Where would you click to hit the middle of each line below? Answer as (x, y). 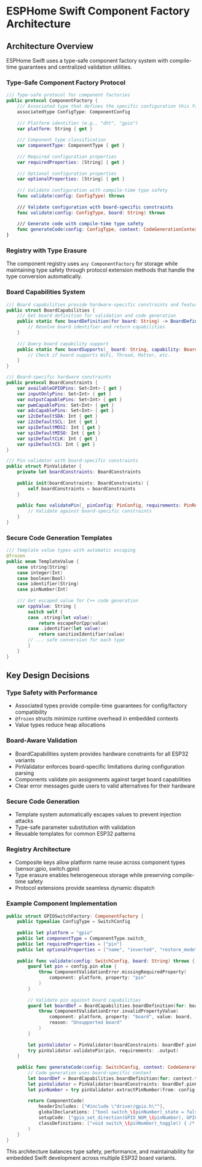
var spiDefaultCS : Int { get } (56, 444)
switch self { (45, 612)
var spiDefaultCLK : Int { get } (57, 439)
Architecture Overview (50, 46)
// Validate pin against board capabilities (84, 1000)
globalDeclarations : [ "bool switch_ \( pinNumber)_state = (111, 1112)
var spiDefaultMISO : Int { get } (59, 433)
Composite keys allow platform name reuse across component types (100, 862)
